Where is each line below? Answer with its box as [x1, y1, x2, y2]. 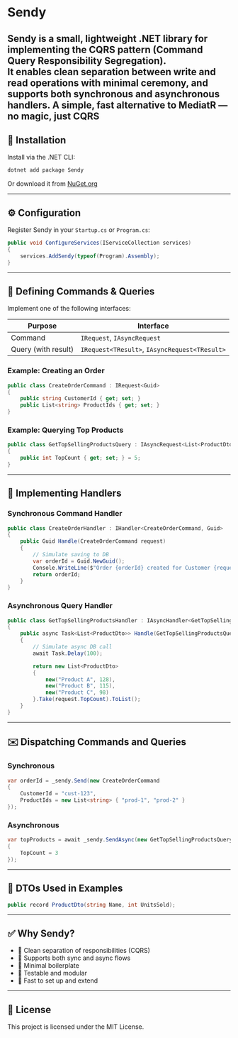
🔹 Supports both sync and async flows [17, 954, 131, 962]
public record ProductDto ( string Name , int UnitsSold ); [7, 901, 176, 908]
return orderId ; [33, 570, 81, 578]
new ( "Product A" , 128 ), [45, 675, 115, 683]
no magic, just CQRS [7, 110, 100, 122]
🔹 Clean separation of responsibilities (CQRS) [17, 946, 151, 955]
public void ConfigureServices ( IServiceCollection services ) [7, 239, 192, 247]
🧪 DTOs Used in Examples [7, 883, 123, 895]
